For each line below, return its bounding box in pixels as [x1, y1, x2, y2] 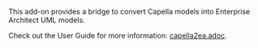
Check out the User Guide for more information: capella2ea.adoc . [8, 31, 227, 40]
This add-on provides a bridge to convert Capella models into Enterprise [8, 7, 251, 16]
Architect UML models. [8, 15, 85, 25]
